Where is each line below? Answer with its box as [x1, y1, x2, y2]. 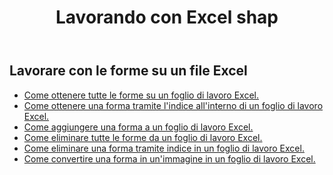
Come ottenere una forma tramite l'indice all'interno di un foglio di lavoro [23, 99, 324, 111]
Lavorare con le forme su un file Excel [9, 62, 248, 80]
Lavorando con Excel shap [55, 6, 279, 29]
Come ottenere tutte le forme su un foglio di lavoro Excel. [23, 89, 260, 101]
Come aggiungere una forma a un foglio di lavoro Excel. [23, 121, 254, 133]
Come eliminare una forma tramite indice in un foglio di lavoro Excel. [23, 142, 305, 154]
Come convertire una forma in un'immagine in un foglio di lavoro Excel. [23, 152, 316, 165]
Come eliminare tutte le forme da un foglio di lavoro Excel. [23, 131, 263, 143]
